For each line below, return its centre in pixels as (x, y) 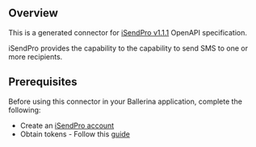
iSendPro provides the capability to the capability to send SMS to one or (128, 48)
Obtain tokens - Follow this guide (75, 134)
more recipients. (36, 56)
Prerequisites (43, 82)
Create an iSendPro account (67, 125)
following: (25, 110)
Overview (34, 13)
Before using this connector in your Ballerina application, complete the (125, 101)
